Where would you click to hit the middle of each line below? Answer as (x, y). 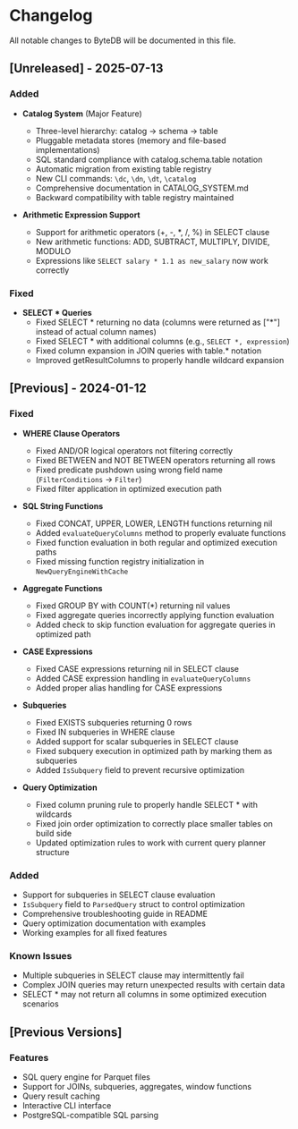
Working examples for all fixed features (94, 932)
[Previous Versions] (66, 1032)
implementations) (68, 149)
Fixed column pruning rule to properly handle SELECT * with (146, 804)
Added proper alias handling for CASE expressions (129, 688)
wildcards (54, 814)
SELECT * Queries (57, 312)
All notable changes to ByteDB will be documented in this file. (123, 40)
